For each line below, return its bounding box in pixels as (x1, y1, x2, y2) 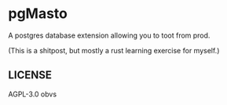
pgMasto (8, 5, 68, 23)
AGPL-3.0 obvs (8, 89, 57, 99)
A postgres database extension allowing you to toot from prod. (8, 31, 211, 40)
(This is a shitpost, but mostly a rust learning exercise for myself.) (8, 45, 220, 55)
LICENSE (8, 68, 53, 82)
